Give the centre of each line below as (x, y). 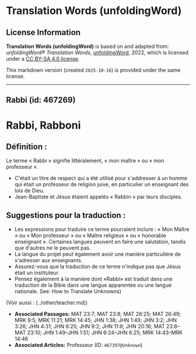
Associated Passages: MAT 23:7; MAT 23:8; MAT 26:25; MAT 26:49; (98, 314)
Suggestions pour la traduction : (66, 215)
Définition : (27, 146)
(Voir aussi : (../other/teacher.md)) (47, 303)
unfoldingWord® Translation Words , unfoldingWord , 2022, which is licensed (97, 53)
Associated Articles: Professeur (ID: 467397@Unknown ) (78, 345)
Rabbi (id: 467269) (41, 100)
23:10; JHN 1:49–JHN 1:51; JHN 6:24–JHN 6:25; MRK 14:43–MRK (105, 333)
